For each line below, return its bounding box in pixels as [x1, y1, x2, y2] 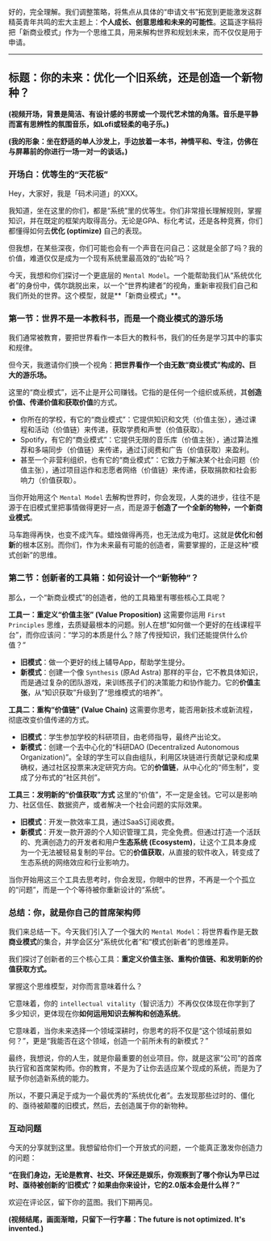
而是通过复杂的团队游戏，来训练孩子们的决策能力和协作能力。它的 [19, 677, 240, 687]
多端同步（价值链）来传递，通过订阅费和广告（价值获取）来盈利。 [34, 445, 254, 455]
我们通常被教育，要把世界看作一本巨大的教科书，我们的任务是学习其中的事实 [8, 332, 263, 342]
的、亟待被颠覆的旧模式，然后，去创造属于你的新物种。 [8, 1101, 192, 1110]
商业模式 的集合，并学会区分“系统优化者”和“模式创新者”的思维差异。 [8, 937, 233, 947]
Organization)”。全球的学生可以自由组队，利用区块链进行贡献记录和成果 [19, 752, 260, 762]
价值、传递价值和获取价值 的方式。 [8, 397, 122, 407]
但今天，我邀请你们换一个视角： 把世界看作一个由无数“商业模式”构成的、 [8, 360, 250, 370]
